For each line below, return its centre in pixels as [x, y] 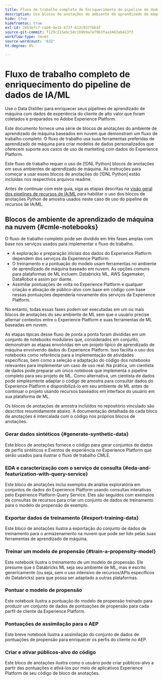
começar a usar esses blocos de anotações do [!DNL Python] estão [73, 174]
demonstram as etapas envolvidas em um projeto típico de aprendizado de [80, 345]
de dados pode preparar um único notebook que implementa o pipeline [76, 370]
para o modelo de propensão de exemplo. [47, 505]
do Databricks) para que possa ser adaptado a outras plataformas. [72, 578]
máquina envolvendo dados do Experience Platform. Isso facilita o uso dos [80, 350]
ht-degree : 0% [19, 46]
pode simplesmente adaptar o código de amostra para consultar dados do [79, 381]
